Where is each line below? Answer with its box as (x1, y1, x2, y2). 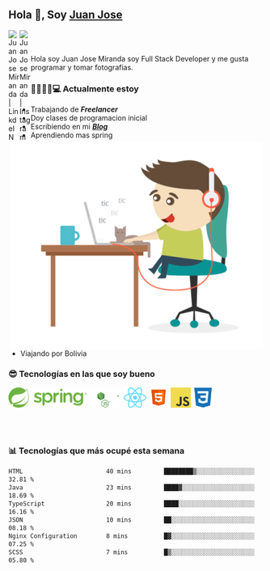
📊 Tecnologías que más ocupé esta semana (8, 445, 185, 456)
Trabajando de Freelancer (31, 104, 119, 114)
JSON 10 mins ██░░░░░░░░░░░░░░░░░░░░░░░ (8, 516, 255, 524)
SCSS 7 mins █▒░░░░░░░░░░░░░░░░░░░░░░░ (8, 548, 255, 556)
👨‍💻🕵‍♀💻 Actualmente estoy (31, 82, 139, 94)
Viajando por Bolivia (19, 349, 87, 358)
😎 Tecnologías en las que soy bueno (8, 369, 155, 380)
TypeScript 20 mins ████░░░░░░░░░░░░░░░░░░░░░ (8, 500, 255, 508)
